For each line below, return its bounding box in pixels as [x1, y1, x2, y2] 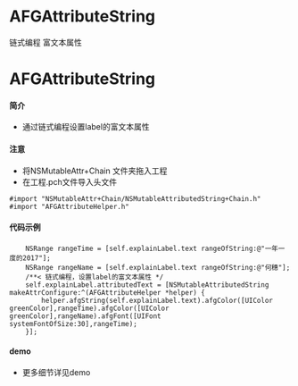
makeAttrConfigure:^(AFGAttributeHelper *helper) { [9, 288, 205, 297]
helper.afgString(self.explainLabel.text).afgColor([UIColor [41, 296, 274, 305]
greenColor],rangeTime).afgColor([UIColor [9, 304, 170, 313]
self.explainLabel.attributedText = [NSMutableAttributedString [25, 280, 269, 289]
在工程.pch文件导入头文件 [21, 176, 118, 187]
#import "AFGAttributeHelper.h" [9, 202, 129, 211]
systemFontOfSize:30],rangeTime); [9, 319, 138, 328]
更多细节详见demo [21, 366, 91, 377]
